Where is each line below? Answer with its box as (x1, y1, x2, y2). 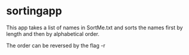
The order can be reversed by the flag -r (6, 42, 106, 49)
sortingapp (6, 4, 63, 18)
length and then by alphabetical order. (6, 30, 100, 37)
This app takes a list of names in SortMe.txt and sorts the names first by (6, 24, 183, 31)
